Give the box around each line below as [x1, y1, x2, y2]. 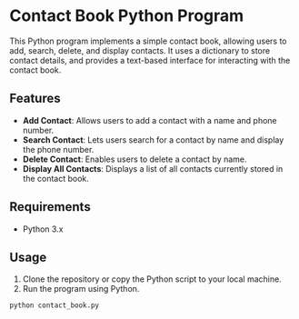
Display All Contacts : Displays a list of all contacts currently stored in [22, 163, 284, 174]
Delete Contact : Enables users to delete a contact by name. [22, 154, 247, 164]
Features [9, 91, 61, 106]
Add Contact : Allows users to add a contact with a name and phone [22, 115, 277, 125]
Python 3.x [22, 224, 64, 234]
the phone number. [22, 144, 95, 155]
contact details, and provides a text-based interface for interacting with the [9, 55, 291, 65]
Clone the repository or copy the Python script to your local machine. [22, 274, 282, 284]
